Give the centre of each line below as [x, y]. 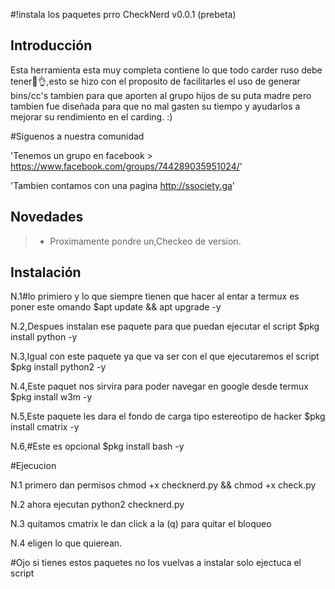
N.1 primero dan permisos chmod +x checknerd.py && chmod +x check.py [163, 485]
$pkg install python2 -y [58, 367]
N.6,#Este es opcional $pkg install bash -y [97, 446]
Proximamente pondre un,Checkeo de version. [145, 241]
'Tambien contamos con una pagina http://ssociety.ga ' [123, 185]
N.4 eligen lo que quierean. [66, 543]
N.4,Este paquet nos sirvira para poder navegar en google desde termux [160, 386]
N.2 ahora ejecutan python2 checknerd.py [97, 505]
